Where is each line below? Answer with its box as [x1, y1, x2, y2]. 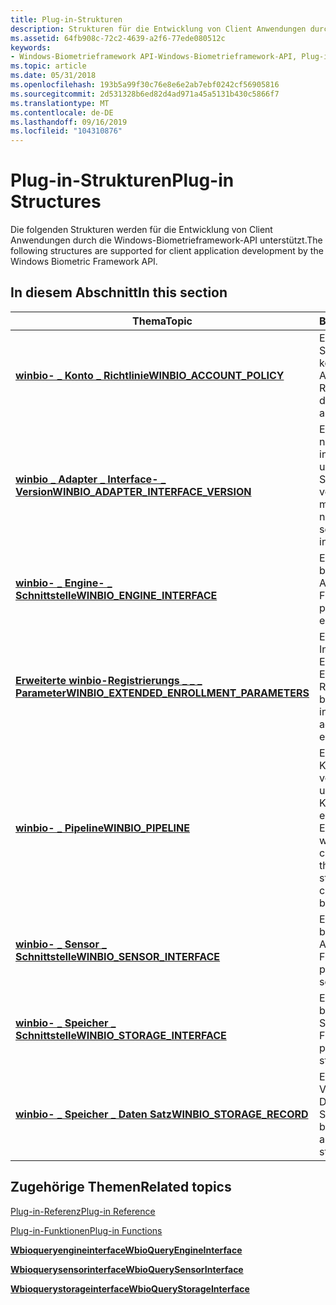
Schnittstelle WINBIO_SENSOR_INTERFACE [15, 949, 221, 963]
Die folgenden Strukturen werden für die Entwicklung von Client [10, 224, 273, 236]
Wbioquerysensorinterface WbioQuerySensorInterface [10, 1263, 244, 1275]
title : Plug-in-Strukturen [10, 14, 123, 25]
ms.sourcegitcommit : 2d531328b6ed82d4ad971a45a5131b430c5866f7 [10, 89, 280, 99]
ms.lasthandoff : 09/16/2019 [10, 117, 128, 127]
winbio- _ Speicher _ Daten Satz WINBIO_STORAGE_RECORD [15, 1107, 309, 1121]
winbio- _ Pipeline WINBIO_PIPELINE [15, 821, 190, 835]
